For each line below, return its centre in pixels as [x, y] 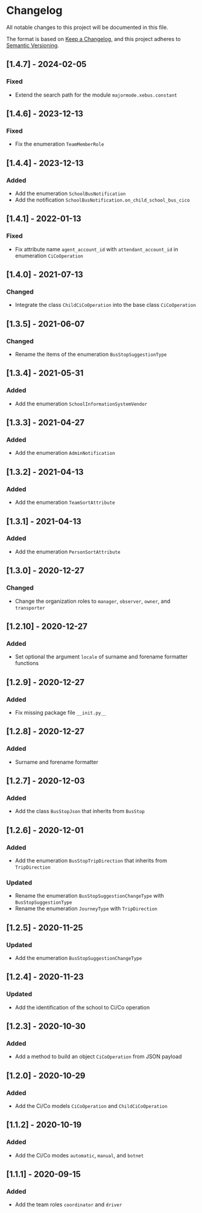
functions [27, 663]
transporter [30, 608]
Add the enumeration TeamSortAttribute [65, 503]
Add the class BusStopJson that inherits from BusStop [80, 811]
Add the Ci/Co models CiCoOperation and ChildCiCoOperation [91, 1105]
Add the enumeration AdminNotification [65, 453]
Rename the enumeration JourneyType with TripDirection [86, 909]
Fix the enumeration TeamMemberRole [59, 144]
